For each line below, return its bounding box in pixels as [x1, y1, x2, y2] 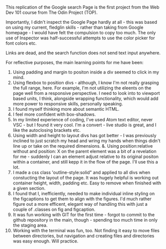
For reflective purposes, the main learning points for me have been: [5, 60, 144, 65]
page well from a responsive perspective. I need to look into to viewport [12, 90, 161, 96]
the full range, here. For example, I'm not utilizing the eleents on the [12, 85, 152, 91]
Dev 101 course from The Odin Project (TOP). [5, 9, 98, 15]
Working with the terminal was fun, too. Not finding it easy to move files [12, 228, 160, 233]
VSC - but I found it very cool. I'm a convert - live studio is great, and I [12, 122, 157, 128]
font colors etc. [5, 40, 37, 46]
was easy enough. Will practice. [12, 238, 79, 244]
